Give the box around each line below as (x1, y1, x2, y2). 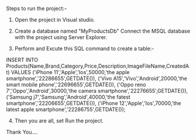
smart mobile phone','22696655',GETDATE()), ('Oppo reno (6, 81, 146, 88)
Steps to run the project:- (6, 5, 67, 12)
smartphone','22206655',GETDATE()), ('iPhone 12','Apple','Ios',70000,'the (6, 100, 181, 107)
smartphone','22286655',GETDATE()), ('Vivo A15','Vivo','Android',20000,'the (6, 75, 187, 82)
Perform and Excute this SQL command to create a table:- (14, 45, 154, 52)
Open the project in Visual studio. (14, 16, 95, 23)
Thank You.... (6, 128, 38, 135)
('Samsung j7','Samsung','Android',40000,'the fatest (6, 93, 130, 100)
